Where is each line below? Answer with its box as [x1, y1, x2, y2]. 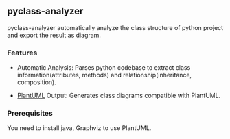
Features [7, 48, 38, 58]
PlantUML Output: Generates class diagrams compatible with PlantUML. [16, 92, 221, 100]
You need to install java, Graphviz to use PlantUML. [7, 124, 152, 132]
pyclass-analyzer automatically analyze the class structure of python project [7, 23, 224, 31]
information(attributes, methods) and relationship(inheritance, [16, 71, 192, 79]
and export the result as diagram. [7, 31, 102, 39]
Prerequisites [7, 109, 53, 118]
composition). [16, 78, 56, 86]
